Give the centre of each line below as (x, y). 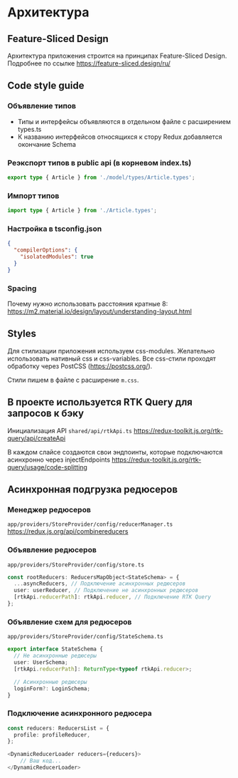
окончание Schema (47, 144)
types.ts (29, 129)
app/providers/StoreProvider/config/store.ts (76, 565)
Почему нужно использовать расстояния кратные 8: (88, 304)
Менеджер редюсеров (49, 509)
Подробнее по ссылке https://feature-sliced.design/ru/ (89, 63)
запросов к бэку (45, 414)
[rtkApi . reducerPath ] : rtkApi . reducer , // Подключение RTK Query (113, 597)
